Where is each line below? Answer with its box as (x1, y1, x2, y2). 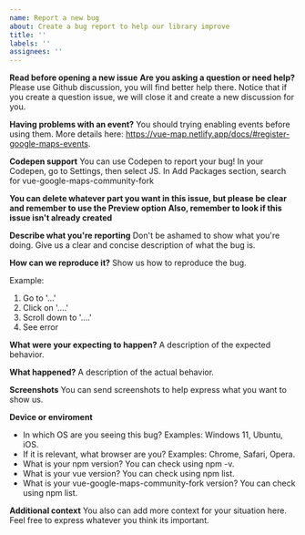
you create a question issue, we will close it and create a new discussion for (9, 92, 294, 103)
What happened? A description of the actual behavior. (9, 366, 215, 378)
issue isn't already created (9, 212, 113, 223)
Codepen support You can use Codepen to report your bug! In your (9, 156, 264, 167)
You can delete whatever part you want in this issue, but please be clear (9, 193, 287, 204)
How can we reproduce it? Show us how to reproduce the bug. (9, 257, 248, 269)
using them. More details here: (9, 129, 125, 139)
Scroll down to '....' (22, 312, 93, 324)
